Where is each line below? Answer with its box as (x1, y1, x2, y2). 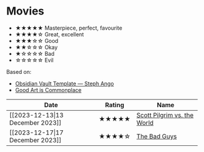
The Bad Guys (136, 132, 177, 140)
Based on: (6, 68, 32, 75)
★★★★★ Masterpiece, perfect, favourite (15, 24, 123, 31)
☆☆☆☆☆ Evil (15, 56, 53, 64)
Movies (6, 4, 44, 18)
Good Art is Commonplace (15, 86, 82, 93)
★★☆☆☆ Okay (15, 44, 58, 51)
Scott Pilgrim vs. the (136, 111, 194, 119)
